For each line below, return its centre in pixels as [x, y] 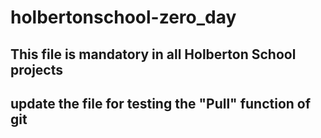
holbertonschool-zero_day [123, 17]
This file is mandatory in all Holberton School [153, 54]
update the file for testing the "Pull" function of [161, 103]
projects [37, 69]
